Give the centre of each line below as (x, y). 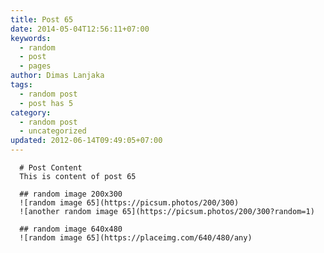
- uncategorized (53, 131)
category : (31, 112)
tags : (21, 85)
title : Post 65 (42, 19)
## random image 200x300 (71, 194)
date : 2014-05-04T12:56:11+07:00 (80, 29)
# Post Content (51, 168)
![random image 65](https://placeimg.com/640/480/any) (136, 238)
